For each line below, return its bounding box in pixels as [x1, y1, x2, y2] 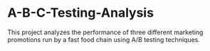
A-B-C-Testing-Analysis [7, 5, 154, 21]
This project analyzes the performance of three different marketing [7, 28, 204, 36]
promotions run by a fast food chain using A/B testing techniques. [7, 35, 201, 43]
